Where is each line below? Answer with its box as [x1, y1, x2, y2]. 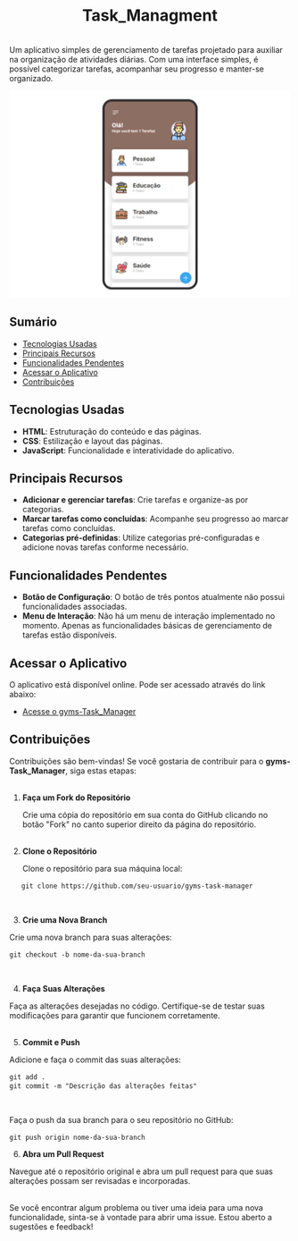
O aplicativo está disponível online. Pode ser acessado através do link [9, 680, 266, 690]
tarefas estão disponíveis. [21, 629, 118, 640]
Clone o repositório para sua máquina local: [21, 863, 183, 874]
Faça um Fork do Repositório [21, 792, 131, 803]
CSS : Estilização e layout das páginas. [21, 435, 163, 446]
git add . [9, 1072, 46, 1082]
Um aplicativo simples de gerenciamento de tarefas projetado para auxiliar [9, 44, 284, 55]
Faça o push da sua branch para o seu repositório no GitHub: [9, 1114, 234, 1125]
